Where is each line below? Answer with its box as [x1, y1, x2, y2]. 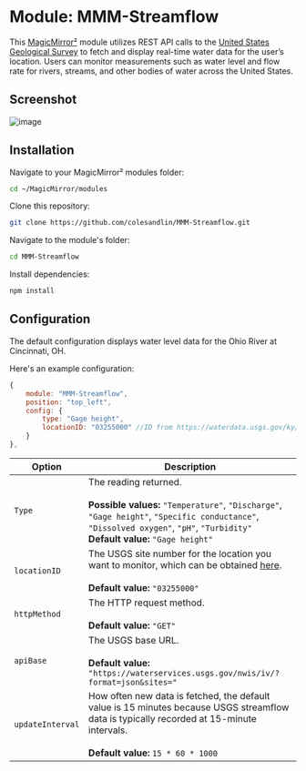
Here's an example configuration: [9, 362, 135, 374]
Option [31, 460, 62, 472]
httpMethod [14, 608, 61, 619]
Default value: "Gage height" [87, 533, 214, 545]
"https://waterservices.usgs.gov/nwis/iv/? [87, 667, 280, 678]
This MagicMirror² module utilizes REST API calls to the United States [9, 36, 270, 47]
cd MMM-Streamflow [9, 252, 79, 261]
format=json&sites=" [87, 676, 178, 687]
